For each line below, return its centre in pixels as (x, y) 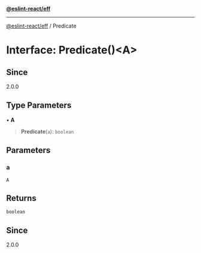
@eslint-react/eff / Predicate (41, 26)
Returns (22, 198)
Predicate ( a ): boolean (47, 131)
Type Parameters (39, 105)
